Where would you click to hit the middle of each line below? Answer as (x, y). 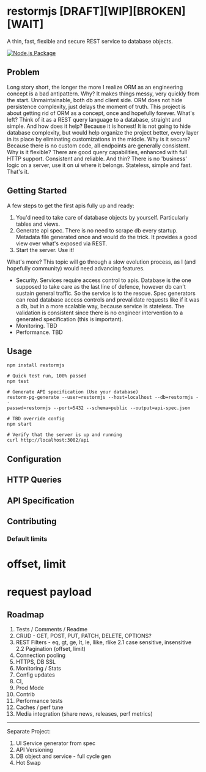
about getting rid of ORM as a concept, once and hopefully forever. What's (101, 113)
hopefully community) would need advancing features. (76, 268)
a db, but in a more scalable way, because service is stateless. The (100, 306)
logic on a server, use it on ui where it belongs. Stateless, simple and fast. (99, 165)
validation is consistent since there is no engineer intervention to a (99, 313)
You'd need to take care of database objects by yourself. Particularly (102, 217)
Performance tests (39, 701)
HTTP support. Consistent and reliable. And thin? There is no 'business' (97, 158)
